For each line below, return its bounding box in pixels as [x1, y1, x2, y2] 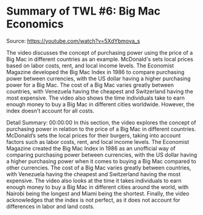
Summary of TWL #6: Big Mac [6, 4, 161, 18]
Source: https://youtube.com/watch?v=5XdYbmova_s [6, 37, 140, 44]
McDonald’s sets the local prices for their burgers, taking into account [6, 132, 181, 139]
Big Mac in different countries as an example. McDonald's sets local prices [6, 55, 193, 63]
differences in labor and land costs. [6, 202, 95, 210]
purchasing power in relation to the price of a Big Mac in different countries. [6, 125, 196, 132]
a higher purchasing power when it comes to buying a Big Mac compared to [6, 157, 196, 165]
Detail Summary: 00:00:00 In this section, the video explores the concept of [6, 118, 196, 126]
